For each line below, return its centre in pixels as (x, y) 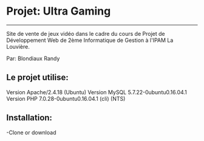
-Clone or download (31, 132)
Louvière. (18, 46)
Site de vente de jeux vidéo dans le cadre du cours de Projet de (86, 33)
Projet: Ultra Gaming (59, 11)
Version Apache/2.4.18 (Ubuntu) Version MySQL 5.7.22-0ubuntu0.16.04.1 (97, 92)
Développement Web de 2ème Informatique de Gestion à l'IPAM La (90, 40)
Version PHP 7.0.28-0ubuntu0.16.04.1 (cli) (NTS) (66, 98)
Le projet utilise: (37, 77)
